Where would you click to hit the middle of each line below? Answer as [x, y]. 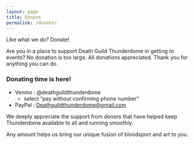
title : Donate [24, 17]
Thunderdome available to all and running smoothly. [70, 123]
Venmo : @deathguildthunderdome [58, 92]
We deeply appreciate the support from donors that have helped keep [92, 116]
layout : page [22, 12]
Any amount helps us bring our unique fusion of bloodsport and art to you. [97, 134]
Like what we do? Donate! [38, 40]
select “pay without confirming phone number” [81, 98]
